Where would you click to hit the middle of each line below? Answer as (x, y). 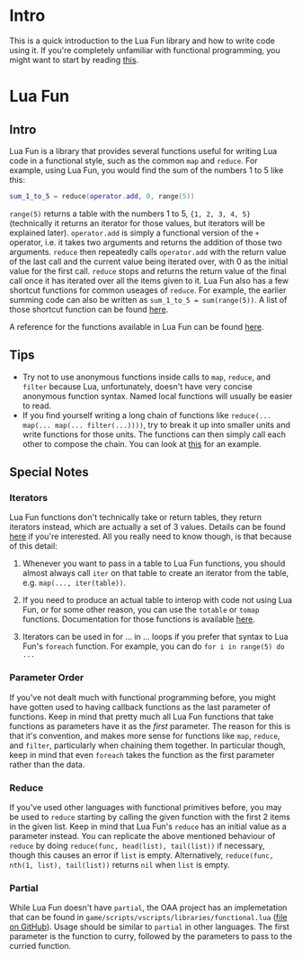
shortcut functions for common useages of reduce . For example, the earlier (148, 290)
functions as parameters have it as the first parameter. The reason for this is (150, 725)
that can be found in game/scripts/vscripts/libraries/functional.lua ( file (148, 917)
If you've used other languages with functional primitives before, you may (146, 807)
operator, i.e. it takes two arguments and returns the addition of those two (146, 242)
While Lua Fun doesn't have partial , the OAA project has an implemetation (148, 908)
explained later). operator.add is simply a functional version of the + (134, 233)
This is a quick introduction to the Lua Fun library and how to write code (142, 41)
